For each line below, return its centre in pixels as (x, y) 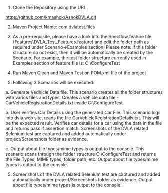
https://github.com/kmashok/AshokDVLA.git (51, 17)
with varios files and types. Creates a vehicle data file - (62, 98)
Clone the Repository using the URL (49, 7)
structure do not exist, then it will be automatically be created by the (83, 52)
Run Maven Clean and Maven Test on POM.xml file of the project (79, 73)
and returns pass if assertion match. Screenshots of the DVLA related (77, 128)
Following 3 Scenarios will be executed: (53, 82)
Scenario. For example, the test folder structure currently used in (79, 58)
